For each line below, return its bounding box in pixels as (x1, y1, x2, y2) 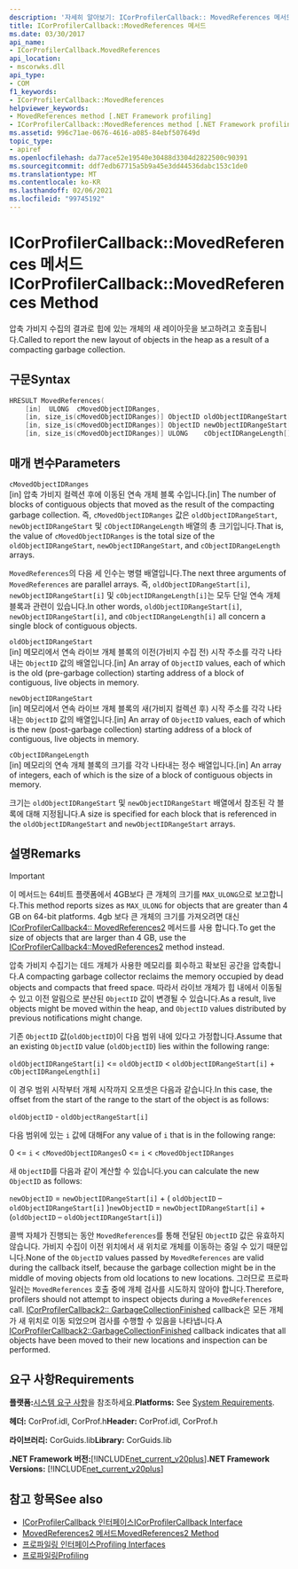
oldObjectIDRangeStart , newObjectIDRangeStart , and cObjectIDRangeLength (9, 540, 281, 550)
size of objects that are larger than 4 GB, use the (9, 932, 186, 942)
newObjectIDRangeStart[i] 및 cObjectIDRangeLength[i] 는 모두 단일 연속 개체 (9, 589, 281, 600)
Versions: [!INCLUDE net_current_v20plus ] (9, 1463, 164, 1474)
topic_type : (9, 137, 53, 146)
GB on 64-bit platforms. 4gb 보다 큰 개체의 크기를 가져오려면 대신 (9, 911, 240, 921)
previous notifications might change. (9, 1013, 144, 1023)
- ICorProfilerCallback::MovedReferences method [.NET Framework (9, 121, 255, 130)
